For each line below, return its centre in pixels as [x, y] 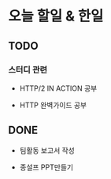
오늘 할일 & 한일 [56, 16]
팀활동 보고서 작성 [47, 150]
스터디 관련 [28, 69]
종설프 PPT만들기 [46, 167]
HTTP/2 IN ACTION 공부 [58, 88]
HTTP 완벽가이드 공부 [53, 105]
